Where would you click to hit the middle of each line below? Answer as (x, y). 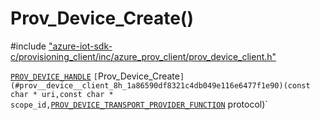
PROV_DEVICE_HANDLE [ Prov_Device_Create (95, 76)
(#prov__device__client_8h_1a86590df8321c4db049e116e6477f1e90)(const (160, 85)
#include (28, 46)
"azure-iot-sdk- (80, 46)
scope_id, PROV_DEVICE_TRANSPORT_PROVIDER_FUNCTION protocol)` (139, 104)
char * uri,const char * (62, 94)
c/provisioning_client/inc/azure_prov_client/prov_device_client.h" (143, 56)
